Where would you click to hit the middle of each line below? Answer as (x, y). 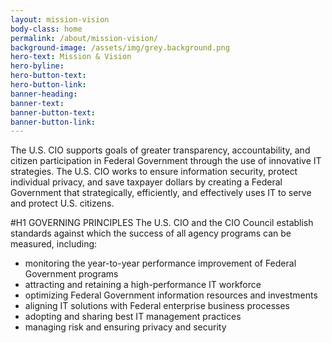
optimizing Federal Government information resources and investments (171, 295)
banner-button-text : (53, 112)
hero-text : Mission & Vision (71, 57)
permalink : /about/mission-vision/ (84, 38)
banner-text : (37, 103)
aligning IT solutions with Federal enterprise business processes (157, 306)
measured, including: (54, 244)
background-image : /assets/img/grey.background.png (120, 47)
